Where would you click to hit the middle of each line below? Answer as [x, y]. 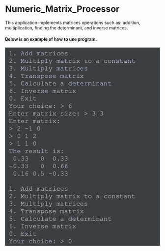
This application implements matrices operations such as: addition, [73, 23]
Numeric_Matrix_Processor [62, 9]
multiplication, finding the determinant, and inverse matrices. [67, 27]
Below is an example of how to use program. [51, 39]
